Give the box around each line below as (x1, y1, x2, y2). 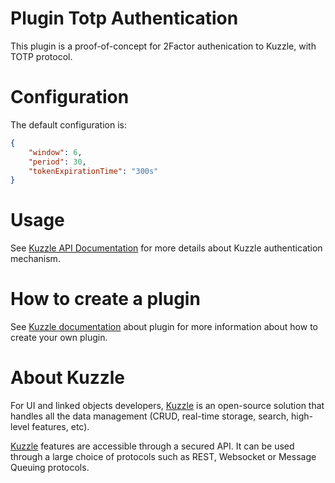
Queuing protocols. (10, 462, 90, 474)
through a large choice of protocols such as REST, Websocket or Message (10, 451, 317, 463)
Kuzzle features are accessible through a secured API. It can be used (10, 440, 295, 452)
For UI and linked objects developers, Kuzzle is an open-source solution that (10, 400, 325, 412)
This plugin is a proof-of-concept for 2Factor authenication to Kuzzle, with (10, 40, 317, 52)
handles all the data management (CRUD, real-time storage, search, (10, 410, 290, 422)
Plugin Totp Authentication (10, 7, 239, 30)
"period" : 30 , (28, 157, 87, 167)
